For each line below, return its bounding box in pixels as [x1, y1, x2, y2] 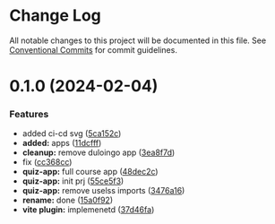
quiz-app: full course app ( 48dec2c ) [21, 167, 159, 177]
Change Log [9, 5, 101, 26]
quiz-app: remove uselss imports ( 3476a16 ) [21, 185, 185, 196]
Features [9, 108, 49, 121]
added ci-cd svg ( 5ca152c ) [21, 128, 122, 139]
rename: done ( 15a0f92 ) [21, 194, 114, 206]
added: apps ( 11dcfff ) [21, 138, 102, 149]
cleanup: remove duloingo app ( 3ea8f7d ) [21, 147, 176, 158]
